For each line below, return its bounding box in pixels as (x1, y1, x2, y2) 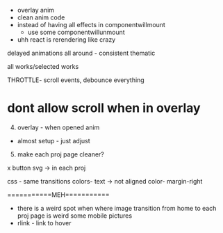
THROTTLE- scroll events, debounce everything (7, 76, 144, 84)
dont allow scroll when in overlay (7, 100, 201, 116)
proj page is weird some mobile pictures (17, 211, 133, 220)
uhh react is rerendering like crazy (17, 35, 116, 44)
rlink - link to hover (17, 218, 72, 227)
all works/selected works (7, 63, 79, 70)
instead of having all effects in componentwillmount (17, 21, 165, 29)
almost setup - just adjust (17, 136, 90, 145)
